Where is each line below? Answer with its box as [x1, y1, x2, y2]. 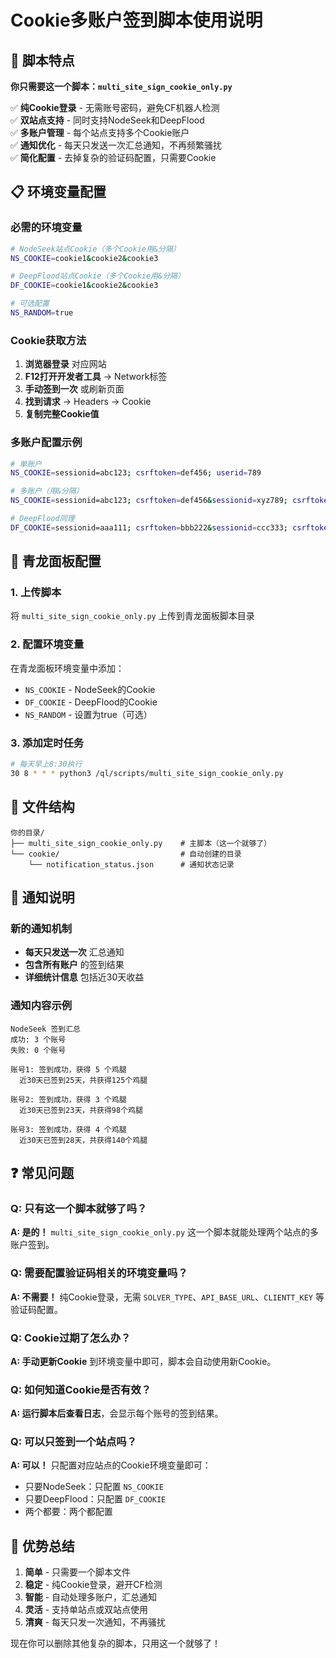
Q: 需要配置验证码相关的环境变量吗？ [10, 1266, 188, 1280]
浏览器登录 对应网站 [24, 358, 107, 370]
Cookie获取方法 [10, 333, 87, 347]
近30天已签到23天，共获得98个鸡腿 [19, 1105, 143, 1115]
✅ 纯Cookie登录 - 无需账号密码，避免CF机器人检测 [10, 102, 220, 113]
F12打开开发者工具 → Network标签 [24, 371, 168, 383]
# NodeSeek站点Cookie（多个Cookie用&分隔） [10, 244, 181, 254]
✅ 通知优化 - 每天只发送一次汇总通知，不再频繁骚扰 [10, 139, 223, 151]
